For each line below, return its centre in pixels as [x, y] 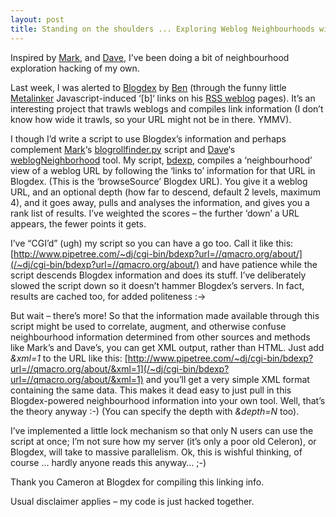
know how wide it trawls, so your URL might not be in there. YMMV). [151, 119]
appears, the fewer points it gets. [78, 223]
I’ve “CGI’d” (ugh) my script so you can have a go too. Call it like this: [152, 243]
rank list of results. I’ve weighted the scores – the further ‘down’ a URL [155, 213]
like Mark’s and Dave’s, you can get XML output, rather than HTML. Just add [167, 347]
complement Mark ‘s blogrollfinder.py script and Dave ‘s [123, 149]
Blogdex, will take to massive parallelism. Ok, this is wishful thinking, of [156, 452]
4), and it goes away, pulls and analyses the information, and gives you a [160, 202]
